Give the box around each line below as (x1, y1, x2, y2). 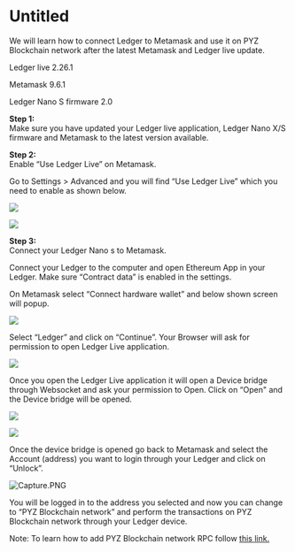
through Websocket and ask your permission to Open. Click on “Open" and (9, 384, 283, 395)
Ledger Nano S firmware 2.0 (9, 96, 113, 107)
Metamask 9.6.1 (9, 79, 66, 89)
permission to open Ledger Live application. (9, 341, 170, 351)
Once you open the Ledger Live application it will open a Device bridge (9, 374, 268, 386)
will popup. (9, 298, 50, 309)
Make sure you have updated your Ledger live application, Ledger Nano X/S (9, 122, 286, 134)
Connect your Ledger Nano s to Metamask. (9, 245, 167, 256)
